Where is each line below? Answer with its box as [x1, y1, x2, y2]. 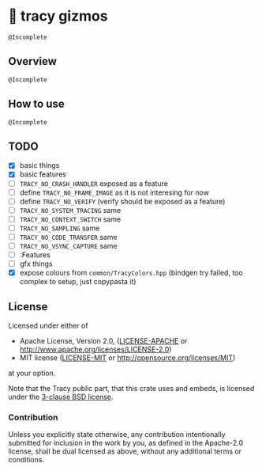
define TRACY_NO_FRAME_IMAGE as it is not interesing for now [19, 188, 209, 197]
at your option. [8, 368, 56, 378]
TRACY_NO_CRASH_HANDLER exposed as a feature [19, 178, 168, 188]
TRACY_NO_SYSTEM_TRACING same [19, 205, 122, 215]
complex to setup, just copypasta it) [19, 277, 137, 287]
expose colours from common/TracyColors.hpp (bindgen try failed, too [19, 268, 243, 278]
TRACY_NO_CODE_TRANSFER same [19, 232, 118, 241]
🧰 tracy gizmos [8, 7, 108, 25]
